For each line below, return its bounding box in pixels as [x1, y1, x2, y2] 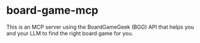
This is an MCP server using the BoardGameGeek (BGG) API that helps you [6, 23, 195, 30]
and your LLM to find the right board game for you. [6, 29, 134, 36]
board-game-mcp [6, 4, 98, 17]
